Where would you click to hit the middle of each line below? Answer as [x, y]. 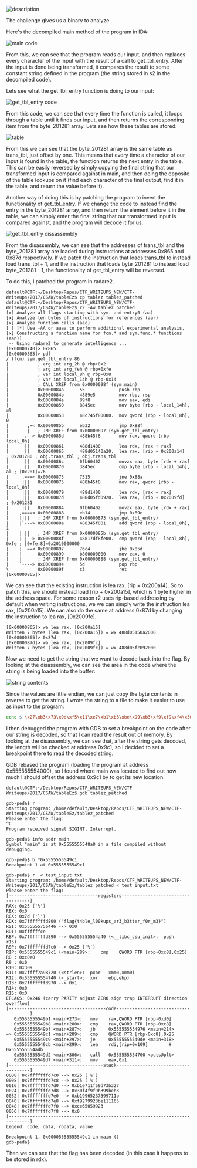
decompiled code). [29, 79]
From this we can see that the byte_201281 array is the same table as [89, 149]
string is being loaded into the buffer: [51, 671]
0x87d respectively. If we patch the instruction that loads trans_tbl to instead [98, 258]
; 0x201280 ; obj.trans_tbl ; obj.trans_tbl [61, 456]
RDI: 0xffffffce [26, 932]
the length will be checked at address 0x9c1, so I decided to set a [85, 747]
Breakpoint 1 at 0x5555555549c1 [45, 865]
